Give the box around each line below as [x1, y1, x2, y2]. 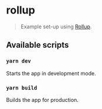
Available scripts [6, 40, 69, 50]
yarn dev [6, 58, 31, 65]
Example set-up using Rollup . [20, 23, 92, 30]
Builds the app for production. [6, 96, 78, 103]
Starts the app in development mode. [6, 70, 96, 77]
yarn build [6, 84, 37, 91]
